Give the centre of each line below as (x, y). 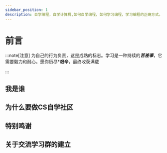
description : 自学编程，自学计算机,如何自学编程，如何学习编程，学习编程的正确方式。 (84, 14)
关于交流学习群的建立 (38, 144)
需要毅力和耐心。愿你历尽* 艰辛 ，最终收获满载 (52, 62)
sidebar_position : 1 (27, 10)
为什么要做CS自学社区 (39, 107)
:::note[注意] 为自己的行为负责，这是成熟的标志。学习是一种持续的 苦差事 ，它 (84, 55)
